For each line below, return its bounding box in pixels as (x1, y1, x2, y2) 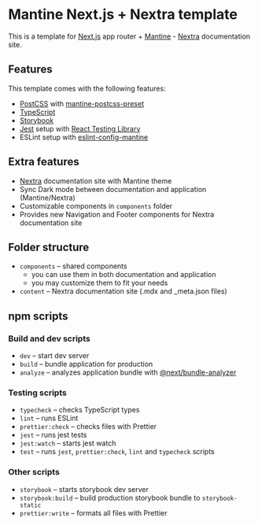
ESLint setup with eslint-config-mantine (19, 132, 149, 142)
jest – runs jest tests (19, 431, 87, 440)
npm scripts (8, 309, 68, 323)
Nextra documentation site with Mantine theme (19, 176, 172, 186)
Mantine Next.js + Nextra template (8, 6, 238, 24)
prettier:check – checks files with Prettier (19, 422, 157, 431)
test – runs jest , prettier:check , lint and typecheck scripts (19, 447, 215, 457)
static (19, 501, 42, 509)
